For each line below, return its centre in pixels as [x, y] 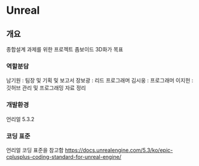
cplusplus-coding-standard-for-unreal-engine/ [64, 156]
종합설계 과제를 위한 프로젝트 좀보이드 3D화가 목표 [65, 49]
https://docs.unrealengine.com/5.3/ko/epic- [119, 150]
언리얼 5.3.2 [20, 119]
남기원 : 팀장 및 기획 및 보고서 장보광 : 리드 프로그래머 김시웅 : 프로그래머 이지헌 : [100, 81]
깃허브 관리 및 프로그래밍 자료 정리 [46, 88]
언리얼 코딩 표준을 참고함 [35, 150]
